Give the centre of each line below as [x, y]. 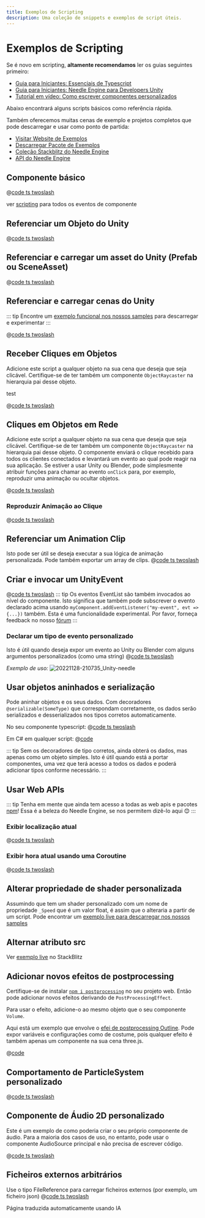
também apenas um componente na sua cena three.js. [75, 1041]
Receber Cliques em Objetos [62, 354]
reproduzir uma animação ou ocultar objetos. [63, 479]
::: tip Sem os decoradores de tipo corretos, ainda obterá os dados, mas [97, 751]
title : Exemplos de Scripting [45, 12]
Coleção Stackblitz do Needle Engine [62, 152]
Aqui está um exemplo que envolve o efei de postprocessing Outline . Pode [100, 1028]
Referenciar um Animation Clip [66, 539]
